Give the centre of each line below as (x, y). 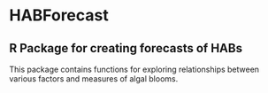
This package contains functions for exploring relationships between (134, 69)
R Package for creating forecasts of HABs (126, 48)
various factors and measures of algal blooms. (94, 79)
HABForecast (59, 15)
